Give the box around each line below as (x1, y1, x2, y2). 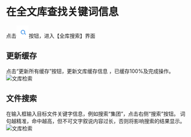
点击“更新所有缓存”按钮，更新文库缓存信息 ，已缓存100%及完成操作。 (6, 68, 174, 75)
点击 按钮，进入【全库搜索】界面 (6, 32, 95, 39)
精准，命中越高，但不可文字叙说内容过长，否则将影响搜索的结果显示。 (16, 117, 185, 124)
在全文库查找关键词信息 (6, 5, 119, 19)
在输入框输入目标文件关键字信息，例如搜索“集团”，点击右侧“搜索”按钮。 (6, 110, 179, 117)
